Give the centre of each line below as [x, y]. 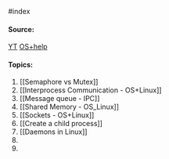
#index [19, 11]
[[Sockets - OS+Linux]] [57, 115]
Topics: [21, 64]
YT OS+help [28, 47]
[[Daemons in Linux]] [53, 132]
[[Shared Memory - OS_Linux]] [69, 107]
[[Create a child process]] [61, 124]
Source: [22, 29]
